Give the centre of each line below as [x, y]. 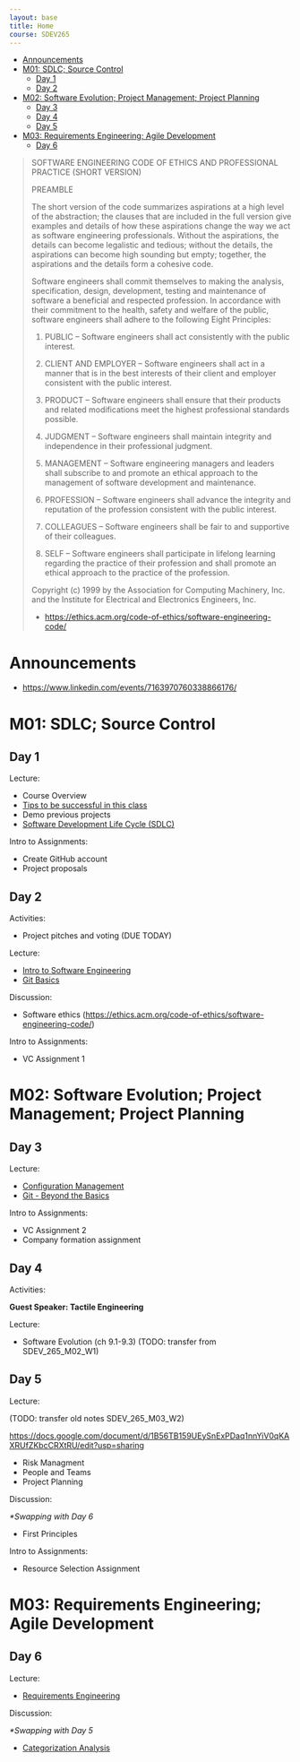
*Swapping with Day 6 [51, 1516]
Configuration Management [73, 1186]
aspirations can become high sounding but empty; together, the [149, 255]
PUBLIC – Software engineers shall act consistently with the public [167, 337]
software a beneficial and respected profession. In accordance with [156, 300]
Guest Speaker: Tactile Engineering [77, 1307]
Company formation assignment [81, 1240]
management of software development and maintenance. [150, 483]
